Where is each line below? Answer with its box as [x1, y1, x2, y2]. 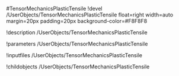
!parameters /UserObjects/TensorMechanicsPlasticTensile [6, 41, 148, 47]
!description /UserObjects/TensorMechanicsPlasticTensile [6, 29, 148, 36]
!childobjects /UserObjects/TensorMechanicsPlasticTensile [6, 63, 150, 70]
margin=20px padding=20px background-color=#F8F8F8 [6, 18, 148, 24]
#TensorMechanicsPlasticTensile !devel [6, 5, 103, 12]
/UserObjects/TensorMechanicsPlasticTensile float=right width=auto [6, 11, 174, 18]
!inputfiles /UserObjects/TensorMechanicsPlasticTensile [6, 52, 143, 58]
